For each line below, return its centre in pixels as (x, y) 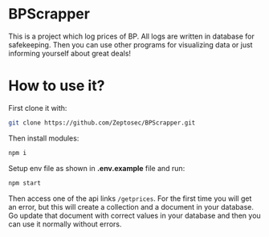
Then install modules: (44, 138)
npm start (25, 183)
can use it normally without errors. (65, 224)
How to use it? (57, 86)
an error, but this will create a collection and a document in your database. (131, 206)
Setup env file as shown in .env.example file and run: (97, 168)
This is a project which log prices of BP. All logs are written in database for (132, 36)
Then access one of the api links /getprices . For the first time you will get (130, 198)
